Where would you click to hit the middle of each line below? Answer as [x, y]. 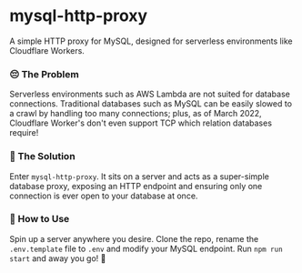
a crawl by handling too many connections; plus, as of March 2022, [136, 114]
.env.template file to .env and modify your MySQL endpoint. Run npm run [146, 248]
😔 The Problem [44, 74]
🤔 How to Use [40, 219]
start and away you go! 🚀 [58, 258]
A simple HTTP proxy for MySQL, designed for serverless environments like [151, 41]
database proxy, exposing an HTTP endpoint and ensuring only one [136, 186]
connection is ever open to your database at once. [104, 196]
